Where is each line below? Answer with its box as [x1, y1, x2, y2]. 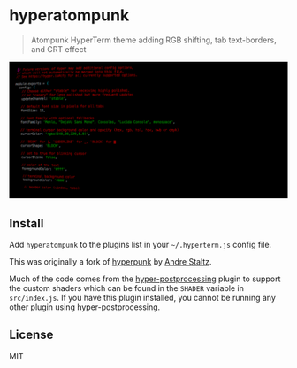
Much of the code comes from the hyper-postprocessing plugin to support [9, 273, 281, 284]
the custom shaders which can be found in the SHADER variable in [9, 283, 245, 294]
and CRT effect [30, 43, 87, 54]
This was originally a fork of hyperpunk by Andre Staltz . [9, 257, 212, 267]
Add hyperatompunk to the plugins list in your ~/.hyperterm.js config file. [9, 240, 272, 250]
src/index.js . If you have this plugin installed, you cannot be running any [9, 293, 277, 303]
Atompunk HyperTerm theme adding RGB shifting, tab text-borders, [30, 34, 277, 45]
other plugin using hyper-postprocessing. [9, 302, 161, 312]
